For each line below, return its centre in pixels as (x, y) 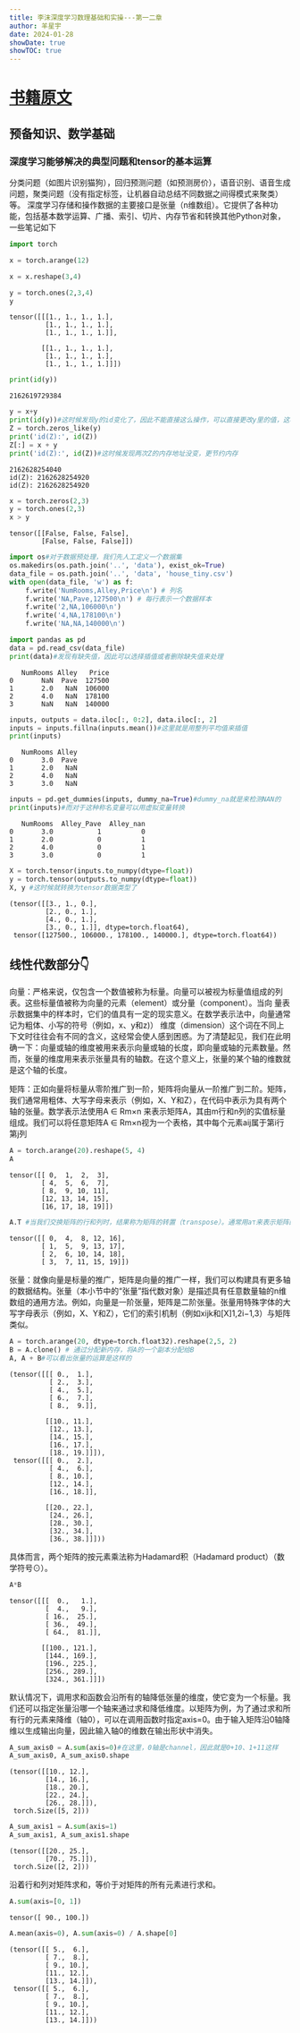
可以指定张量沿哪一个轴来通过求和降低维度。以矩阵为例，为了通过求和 (154, 1708)
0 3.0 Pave (43, 760)
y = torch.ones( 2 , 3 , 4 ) (51, 293)
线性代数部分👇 (49, 965)
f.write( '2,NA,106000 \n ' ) (74, 607)
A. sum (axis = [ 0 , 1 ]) (46, 1902)
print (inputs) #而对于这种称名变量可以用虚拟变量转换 (97, 808)
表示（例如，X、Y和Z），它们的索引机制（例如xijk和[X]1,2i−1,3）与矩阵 (162, 1313)
